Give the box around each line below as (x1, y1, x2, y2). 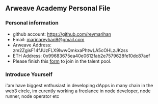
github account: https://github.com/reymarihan (12, 31, 111, 37)
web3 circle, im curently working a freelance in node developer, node (5, 88, 151, 94)
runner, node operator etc (5, 93, 60, 99)
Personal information (5, 19, 59, 27)
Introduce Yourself (5, 71, 52, 78)
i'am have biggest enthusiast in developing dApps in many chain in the (5, 82, 153, 88)
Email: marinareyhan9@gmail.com (12, 36, 85, 42)
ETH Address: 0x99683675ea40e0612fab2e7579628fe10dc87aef (12, 53, 150, 59)
